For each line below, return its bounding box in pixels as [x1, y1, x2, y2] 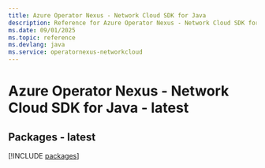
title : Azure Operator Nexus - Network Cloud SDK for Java [8, 11, 207, 20]
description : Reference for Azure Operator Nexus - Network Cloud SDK [8, 19, 245, 27]
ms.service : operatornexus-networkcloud [8, 48, 144, 56]
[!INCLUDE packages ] [8, 151, 80, 160]
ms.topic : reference [8, 33, 77, 42]
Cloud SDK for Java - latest [8, 99, 189, 117]
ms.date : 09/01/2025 [8, 26, 77, 34]
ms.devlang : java [8, 41, 65, 49]
